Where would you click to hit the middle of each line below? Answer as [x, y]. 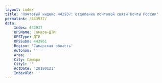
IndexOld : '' [27, 73]
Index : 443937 [28, 28]
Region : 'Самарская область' [44, 46]
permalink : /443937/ [26, 19]
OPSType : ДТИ [27, 37]
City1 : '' [24, 64]
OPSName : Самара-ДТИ [35, 32]
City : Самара [27, 60]
